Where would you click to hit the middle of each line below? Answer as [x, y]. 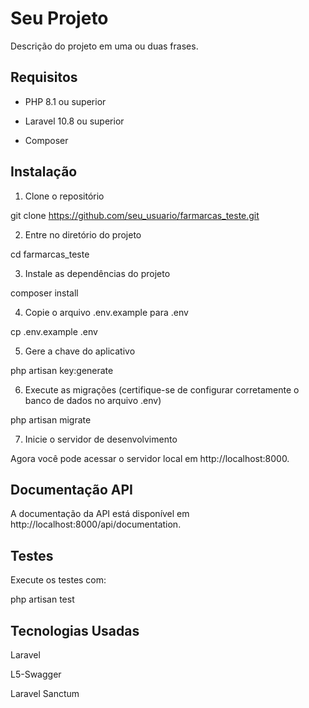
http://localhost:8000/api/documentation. [96, 524]
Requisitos [44, 77]
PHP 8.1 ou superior [65, 101]
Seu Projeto [59, 18]
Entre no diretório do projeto [83, 234]
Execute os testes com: [58, 580]
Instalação [44, 172]
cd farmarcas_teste [50, 254]
